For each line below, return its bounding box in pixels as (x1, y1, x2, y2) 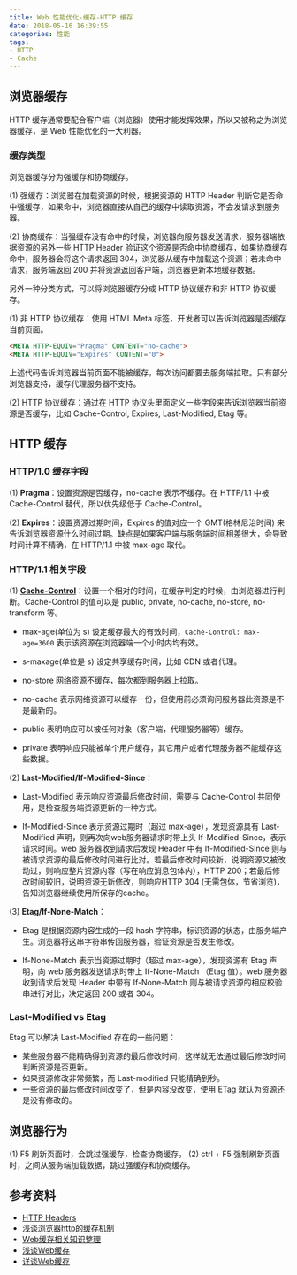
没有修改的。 (29, 1095, 77, 1106)
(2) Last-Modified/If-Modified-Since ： (9, 772, 153, 783)
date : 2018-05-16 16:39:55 (9, 21, 109, 30)
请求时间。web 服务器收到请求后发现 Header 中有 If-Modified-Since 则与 (21, 843, 287, 854)
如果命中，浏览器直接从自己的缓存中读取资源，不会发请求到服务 (47, 201, 280, 212)
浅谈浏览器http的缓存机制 (21, 1223, 115, 1233)
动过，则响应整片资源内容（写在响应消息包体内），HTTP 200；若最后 (21, 865, 273, 876)
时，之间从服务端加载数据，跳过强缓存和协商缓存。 (9, 1159, 195, 1170)
